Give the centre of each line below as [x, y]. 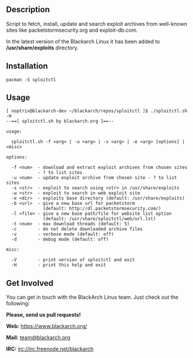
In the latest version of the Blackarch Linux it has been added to [83, 41]
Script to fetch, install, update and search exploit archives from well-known [97, 23]
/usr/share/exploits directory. [43, 48]
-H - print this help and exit [59, 265]
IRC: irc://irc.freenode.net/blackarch [50, 349]
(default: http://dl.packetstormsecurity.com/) [102, 209]
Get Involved [30, 283]
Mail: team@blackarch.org [38, 337]
